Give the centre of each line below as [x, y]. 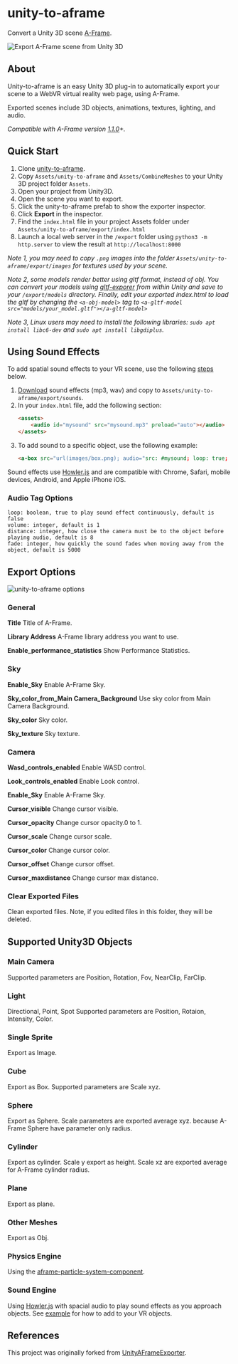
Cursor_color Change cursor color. [59, 850]
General [21, 607]
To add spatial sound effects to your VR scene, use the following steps [110, 369]
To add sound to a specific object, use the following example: [107, 445]
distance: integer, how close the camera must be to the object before [115, 532]
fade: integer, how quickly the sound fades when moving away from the [115, 544]
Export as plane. [31, 1204]
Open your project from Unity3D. [65, 191]
